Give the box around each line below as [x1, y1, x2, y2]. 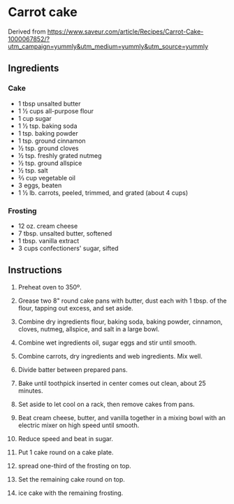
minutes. [17, 386, 44, 395]
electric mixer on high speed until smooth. [17, 421, 140, 429]
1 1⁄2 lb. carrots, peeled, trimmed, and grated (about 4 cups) [17, 188, 189, 196]
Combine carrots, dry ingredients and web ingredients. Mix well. [17, 352, 203, 360]
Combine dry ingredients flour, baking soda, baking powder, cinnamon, [17, 317, 223, 326]
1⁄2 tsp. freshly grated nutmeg [17, 151, 102, 159]
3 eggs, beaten [17, 181, 62, 189]
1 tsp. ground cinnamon [17, 136, 86, 145]
